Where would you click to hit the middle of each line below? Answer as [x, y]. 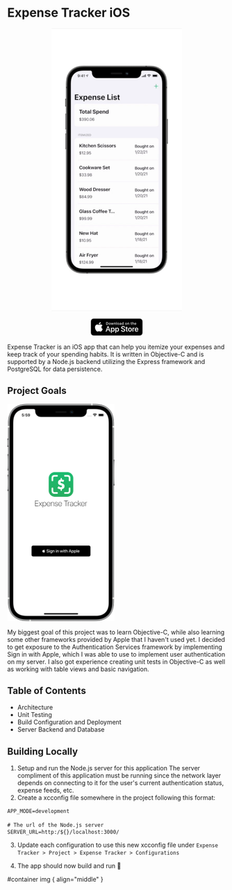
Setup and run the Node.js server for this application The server [108, 768]
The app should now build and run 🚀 [69, 866]
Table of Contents [47, 690]
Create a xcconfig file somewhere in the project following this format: [116, 798]
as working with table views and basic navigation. [78, 669]
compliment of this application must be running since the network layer [119, 775]
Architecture [35, 707]
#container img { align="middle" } [56, 880]
